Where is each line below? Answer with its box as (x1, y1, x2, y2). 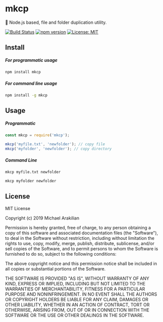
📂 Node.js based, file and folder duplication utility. (5, 19, 107, 25)
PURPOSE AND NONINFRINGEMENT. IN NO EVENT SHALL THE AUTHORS (5, 291, 158, 297)
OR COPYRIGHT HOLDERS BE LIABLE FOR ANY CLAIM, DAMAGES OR (5, 296, 149, 302)
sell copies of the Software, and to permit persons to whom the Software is (5, 246, 159, 252)
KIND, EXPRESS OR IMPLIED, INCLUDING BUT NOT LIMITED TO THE (5, 280, 146, 286)
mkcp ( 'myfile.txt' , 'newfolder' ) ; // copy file (5, 142, 106, 147)
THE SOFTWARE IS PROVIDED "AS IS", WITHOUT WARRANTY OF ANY (5, 275, 150, 281)
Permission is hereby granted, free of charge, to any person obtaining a (5, 224, 151, 230)
